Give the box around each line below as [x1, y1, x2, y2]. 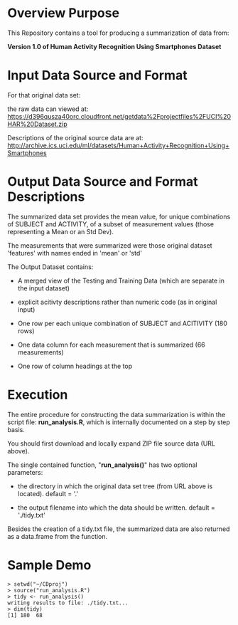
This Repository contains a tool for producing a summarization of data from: [7, 28, 229, 37]
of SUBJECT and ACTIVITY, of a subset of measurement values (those [7, 219, 215, 229]
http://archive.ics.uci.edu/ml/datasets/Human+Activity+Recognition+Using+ [7, 141, 229, 149]
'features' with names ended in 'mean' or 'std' [7, 248, 142, 257]
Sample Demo [7, 557, 92, 573]
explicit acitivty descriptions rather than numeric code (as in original [17, 298, 217, 306]
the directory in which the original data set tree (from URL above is [17, 482, 213, 490]
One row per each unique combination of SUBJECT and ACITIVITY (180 [17, 319, 227, 327]
